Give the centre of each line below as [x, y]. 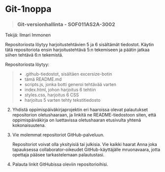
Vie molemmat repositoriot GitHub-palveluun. [58, 135]
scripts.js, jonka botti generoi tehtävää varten [70, 85]
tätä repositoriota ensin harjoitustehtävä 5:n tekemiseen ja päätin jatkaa [77, 50]
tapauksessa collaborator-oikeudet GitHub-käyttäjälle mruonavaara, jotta [86, 150]
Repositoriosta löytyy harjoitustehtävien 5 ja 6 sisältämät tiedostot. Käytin [80, 45]
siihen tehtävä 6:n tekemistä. [34, 55]
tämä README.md [43, 79]
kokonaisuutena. [29, 125]
